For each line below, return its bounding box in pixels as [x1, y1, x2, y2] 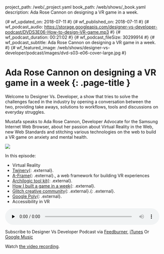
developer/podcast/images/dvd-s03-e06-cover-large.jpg [5, 50, 121, 56]
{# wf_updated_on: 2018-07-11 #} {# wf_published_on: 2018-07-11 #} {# [5, 19, 149, 24]
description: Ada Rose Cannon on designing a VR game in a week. [5, 9, 139, 15]
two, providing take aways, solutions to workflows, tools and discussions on [5, 104, 158, 109]
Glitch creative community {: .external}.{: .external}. [12, 188, 115, 194]
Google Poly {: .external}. [12, 193, 62, 199]
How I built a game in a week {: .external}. [12, 183, 95, 189]
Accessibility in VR [12, 198, 50, 204]
